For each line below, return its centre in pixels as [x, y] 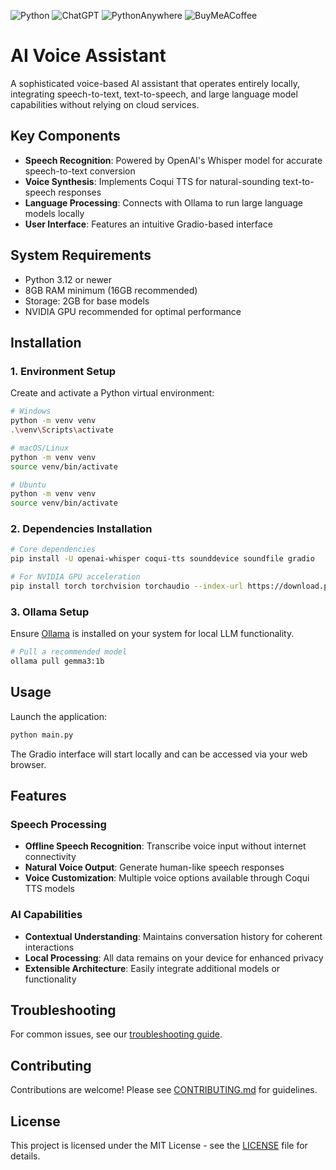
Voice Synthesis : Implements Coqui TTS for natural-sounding [152, 181]
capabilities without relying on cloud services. [105, 104]
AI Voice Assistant [88, 56]
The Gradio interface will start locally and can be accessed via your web [159, 754]
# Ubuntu [28, 485]
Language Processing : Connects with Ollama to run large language [164, 202]
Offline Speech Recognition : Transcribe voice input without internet [165, 846]
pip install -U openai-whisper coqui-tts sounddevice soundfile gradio [162, 559]
